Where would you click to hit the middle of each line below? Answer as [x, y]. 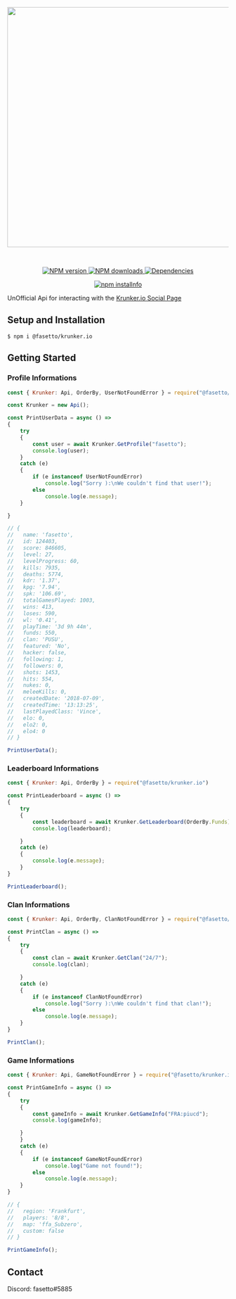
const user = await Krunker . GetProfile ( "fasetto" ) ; [110, 444]
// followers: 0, [36, 666]
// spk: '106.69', [38, 594]
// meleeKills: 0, [38, 692]
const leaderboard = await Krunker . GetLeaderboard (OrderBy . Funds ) [132, 822]
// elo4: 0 [26, 731]
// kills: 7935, [34, 568]
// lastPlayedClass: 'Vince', [54, 711]
